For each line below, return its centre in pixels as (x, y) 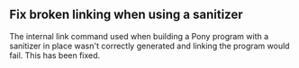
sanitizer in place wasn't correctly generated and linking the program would (149, 46)
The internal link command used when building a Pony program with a (139, 36)
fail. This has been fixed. (55, 55)
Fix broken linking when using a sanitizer (126, 15)
